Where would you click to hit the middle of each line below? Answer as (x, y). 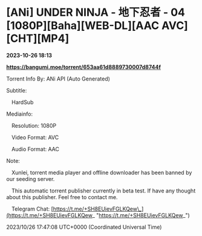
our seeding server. (31, 179)
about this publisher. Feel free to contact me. (62, 197)
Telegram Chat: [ (32, 209)
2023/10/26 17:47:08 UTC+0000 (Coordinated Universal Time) (84, 227)
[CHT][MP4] (38, 38)
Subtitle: (17, 90)
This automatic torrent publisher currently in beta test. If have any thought (104, 191)
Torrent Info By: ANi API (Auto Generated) (58, 79)
